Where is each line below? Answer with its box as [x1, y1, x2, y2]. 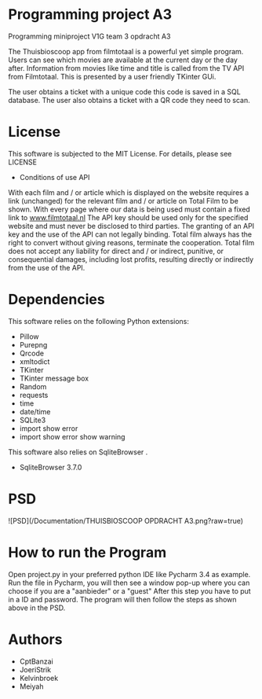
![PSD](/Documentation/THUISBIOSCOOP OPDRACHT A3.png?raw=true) [8, 516, 244, 525]
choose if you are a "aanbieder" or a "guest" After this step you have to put [8, 586, 251, 595]
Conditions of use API [19, 172, 90, 182]
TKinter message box [19, 373, 89, 383]
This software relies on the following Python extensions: [8, 316, 190, 326]
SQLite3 [19, 415, 46, 425]
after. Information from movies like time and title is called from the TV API [8, 63, 245, 72]
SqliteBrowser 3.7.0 [19, 462, 82, 472]
